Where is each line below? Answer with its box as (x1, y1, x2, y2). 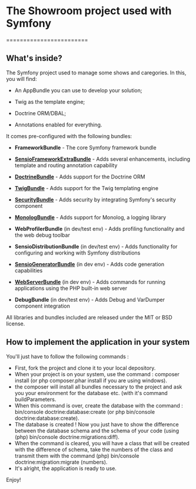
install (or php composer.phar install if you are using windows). (14, 377, 168, 384)
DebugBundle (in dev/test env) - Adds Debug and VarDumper (14, 296, 165, 303)
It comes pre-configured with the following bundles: (6, 132, 132, 139)
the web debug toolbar (14, 232, 71, 239)
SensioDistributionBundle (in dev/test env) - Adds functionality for (14, 243, 178, 250)
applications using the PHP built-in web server (14, 285, 128, 292)
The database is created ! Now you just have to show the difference (14, 420, 179, 428)
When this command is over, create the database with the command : (14, 402, 184, 409)
